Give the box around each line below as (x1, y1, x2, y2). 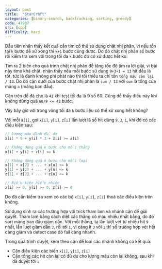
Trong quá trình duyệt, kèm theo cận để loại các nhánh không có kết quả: (5, 238, 152, 244)
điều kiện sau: (5, 122, 33, 128)
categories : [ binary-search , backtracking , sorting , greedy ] (5, 16, 131, 21)
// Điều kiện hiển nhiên (5, 180, 60, 185)
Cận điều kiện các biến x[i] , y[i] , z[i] (12, 248, 91, 253)
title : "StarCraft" (5, 12, 47, 17)
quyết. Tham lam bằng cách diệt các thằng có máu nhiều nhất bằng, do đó (5, 214, 154, 219)
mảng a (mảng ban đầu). (5, 84, 54, 89)
